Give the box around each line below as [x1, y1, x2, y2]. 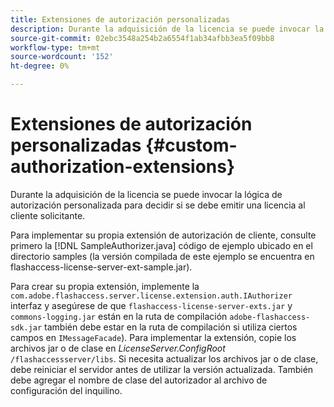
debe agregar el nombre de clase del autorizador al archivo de [10, 374, 268, 386]
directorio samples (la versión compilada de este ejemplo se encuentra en [10, 250, 315, 262]
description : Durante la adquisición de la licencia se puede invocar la [10, 24, 325, 34]
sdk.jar [10, 322, 43, 333]
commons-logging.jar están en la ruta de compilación [10, 310, 228, 322]
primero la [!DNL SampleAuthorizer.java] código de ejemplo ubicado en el [10, 239, 313, 251]
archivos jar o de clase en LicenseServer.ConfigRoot [10, 342, 226, 354]
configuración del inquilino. [10, 384, 123, 396]
